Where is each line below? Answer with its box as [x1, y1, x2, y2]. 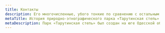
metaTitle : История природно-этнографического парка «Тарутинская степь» [5, 16, 160, 21]
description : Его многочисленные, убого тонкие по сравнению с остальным [5, 12, 160, 16]
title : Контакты [5, 7, 38, 12]
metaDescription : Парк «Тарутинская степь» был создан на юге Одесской [5, 20, 155, 26]
